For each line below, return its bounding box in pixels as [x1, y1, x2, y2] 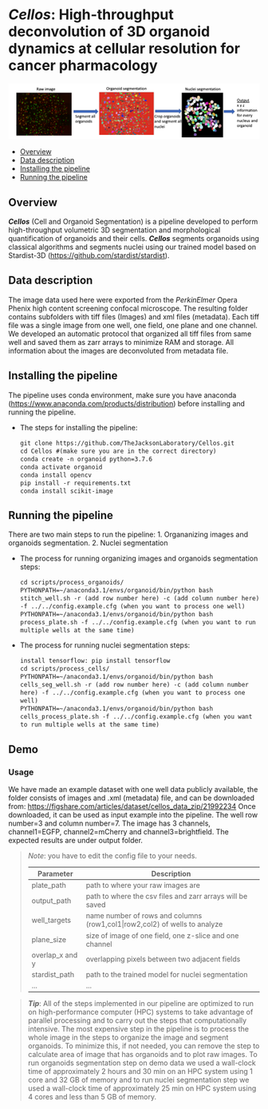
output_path [31, 896, 72, 905]
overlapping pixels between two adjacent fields [85, 954, 241, 964]
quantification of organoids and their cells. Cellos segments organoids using [8, 234, 259, 244]
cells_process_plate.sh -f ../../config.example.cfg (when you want [19, 713, 253, 721]
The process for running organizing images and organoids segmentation [19, 553, 258, 564]
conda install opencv [19, 471, 92, 479]
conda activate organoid [19, 463, 103, 471]
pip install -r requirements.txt [19, 479, 132, 487]
